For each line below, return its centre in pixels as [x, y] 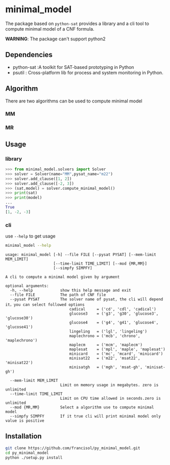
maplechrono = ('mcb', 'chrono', [105, 336]
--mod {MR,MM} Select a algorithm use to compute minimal [82, 407]
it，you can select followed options [45, 305]
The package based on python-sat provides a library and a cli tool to [77, 23]
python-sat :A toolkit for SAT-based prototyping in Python [73, 67]
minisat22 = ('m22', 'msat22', [105, 358]
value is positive [25, 421]
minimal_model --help [28, 246]
